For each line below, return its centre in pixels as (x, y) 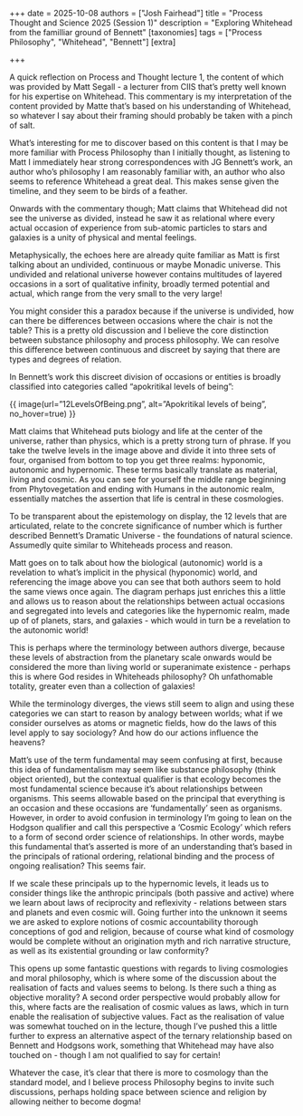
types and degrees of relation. (66, 359)
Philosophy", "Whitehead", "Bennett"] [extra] (93, 42)
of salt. (22, 125)
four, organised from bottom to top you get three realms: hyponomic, (137, 460)
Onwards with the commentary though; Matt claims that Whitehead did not (148, 209)
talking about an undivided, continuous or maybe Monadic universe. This (145, 265)
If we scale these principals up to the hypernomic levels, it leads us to (139, 883)
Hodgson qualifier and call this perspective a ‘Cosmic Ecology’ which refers (150, 827)
